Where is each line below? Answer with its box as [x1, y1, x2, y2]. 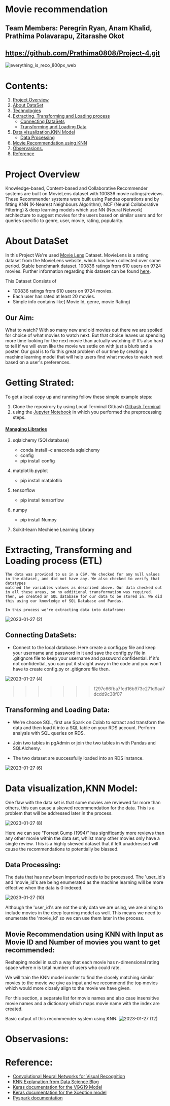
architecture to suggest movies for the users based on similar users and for [5, 212, 163, 219]
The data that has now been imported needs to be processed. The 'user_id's [5, 874, 165, 880]
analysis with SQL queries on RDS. [12, 730, 85, 736]
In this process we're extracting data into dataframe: [5, 608, 126, 613]
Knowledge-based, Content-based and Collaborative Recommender [5, 185, 148, 191]
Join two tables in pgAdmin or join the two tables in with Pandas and [12, 739, 156, 746]
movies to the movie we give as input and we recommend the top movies [5, 980, 158, 986]
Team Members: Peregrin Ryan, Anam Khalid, [5, 24, 152, 32]
